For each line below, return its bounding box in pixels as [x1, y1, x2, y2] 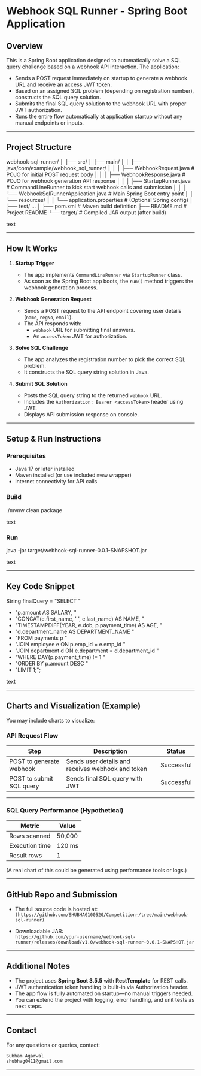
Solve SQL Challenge [14, 344, 69, 351]
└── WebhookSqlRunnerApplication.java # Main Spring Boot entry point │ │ [6, 190, 194, 197]
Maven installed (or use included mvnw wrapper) [14, 471, 132, 479]
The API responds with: [23, 319, 82, 327]
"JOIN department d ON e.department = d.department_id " [14, 647, 159, 654]
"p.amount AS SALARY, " [14, 609, 77, 616]
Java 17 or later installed [14, 466, 75, 473]
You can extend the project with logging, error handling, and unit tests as [14, 996, 195, 1003]
